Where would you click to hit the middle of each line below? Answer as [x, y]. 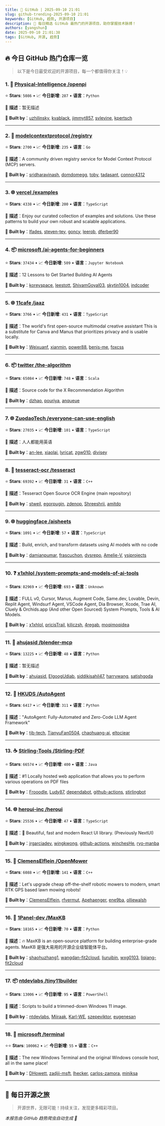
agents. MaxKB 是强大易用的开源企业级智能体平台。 [58, 947]
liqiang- [149, 958]
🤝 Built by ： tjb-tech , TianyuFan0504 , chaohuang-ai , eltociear [68, 733]
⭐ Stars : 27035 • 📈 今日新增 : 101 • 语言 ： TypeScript [58, 430]
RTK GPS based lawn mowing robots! [43, 890]
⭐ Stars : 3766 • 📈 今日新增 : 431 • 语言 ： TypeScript [57, 314]
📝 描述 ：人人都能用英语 [29, 442]
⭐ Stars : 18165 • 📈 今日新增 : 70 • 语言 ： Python [52, 929]
